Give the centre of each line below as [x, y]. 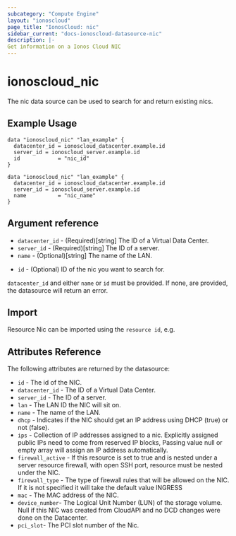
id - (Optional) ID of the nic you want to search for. [91, 269]
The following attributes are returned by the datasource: [89, 369]
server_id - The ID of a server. [62, 397]
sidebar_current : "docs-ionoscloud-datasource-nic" [85, 34]
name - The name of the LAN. [59, 413]
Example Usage [42, 123]
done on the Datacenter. [52, 518]
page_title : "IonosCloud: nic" [53, 27]
